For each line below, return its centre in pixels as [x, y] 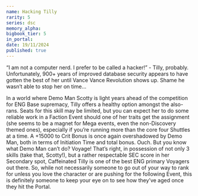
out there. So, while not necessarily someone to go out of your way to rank [98, 167]
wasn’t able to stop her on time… [46, 86]
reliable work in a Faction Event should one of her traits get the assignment [98, 117]
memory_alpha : [24, 28]
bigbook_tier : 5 [26, 34]
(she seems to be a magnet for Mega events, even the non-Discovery [91, 123]
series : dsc [21, 23]
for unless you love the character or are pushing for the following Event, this [99, 174]
